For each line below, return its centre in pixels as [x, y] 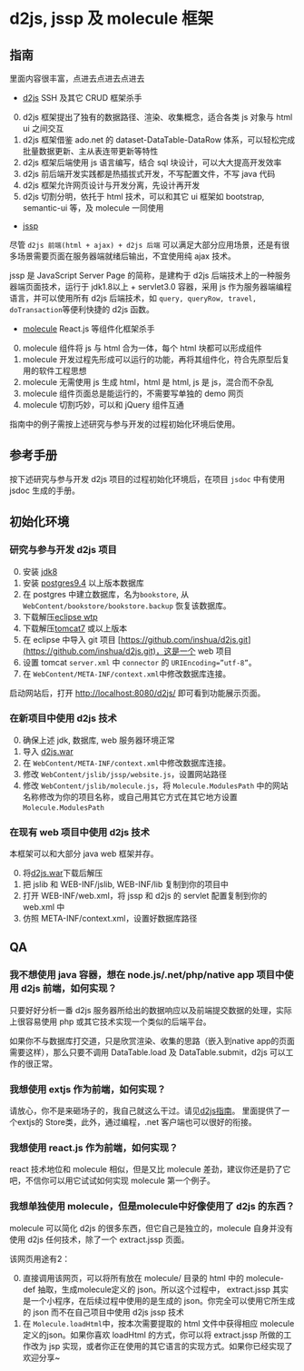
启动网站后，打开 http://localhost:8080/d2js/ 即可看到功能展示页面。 [137, 693]
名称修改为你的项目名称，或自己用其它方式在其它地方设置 [130, 796]
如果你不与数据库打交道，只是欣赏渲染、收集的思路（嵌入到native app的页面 [152, 1041]
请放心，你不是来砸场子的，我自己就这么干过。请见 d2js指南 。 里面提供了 [146, 1111]
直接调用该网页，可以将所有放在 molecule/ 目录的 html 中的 [133, 1277]
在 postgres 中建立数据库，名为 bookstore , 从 [106, 594]
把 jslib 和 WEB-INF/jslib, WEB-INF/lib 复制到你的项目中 [125, 884]
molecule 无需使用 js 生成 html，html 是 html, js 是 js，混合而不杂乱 [148, 382]
